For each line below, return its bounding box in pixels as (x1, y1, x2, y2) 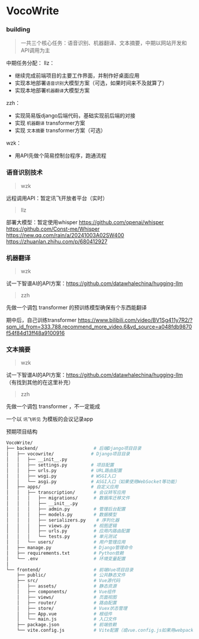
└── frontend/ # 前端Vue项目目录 (6, 567, 134, 573)
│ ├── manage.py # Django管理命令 (6, 545, 133, 551)
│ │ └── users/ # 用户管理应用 (6, 539, 126, 545)
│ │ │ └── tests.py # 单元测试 (6, 533, 117, 540)
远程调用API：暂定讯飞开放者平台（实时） (6, 194, 108, 202)
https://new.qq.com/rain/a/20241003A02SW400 (6, 231, 124, 238)
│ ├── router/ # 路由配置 (17, 600, 117, 606)
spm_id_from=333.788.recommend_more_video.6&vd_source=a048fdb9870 (6, 323, 192, 330)
